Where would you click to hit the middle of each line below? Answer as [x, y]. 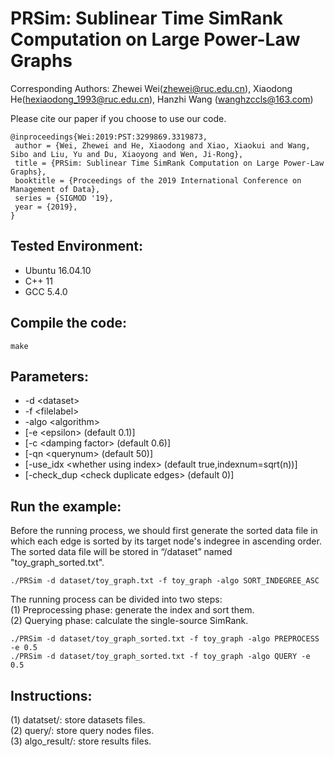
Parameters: [49, 376]
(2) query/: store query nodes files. [82, 730]
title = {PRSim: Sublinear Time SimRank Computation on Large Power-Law [169, 163]
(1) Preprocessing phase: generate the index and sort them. [132, 610]
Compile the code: [68, 323]
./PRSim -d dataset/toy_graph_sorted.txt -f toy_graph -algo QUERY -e [160, 657]
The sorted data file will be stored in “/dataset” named [121, 552]
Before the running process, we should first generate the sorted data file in [164, 531]
